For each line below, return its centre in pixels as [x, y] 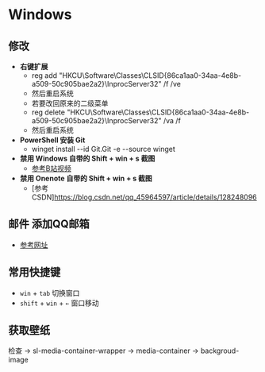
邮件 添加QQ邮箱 [49, 224]
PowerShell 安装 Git [52, 140]
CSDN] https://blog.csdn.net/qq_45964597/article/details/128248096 [144, 197]
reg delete [48, 112]
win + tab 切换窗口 [50, 293]
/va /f [172, 120]
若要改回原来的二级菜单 [70, 103]
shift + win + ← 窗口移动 [59, 303]
